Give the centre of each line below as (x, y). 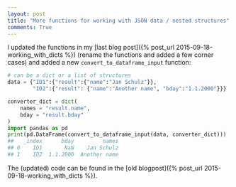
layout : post (27, 14)
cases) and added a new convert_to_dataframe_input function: (99, 63)
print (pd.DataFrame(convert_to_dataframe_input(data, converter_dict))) (117, 135)
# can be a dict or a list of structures (69, 75)
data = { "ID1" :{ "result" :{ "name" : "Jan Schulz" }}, (82, 82)
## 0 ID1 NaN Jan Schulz (63, 148)
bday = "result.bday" (52, 114)
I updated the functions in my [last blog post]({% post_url (91, 48)
